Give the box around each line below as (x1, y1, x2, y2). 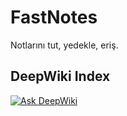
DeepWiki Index (10, 68, 111, 85)
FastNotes (10, 6, 98, 29)
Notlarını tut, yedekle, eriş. (10, 39, 119, 51)
